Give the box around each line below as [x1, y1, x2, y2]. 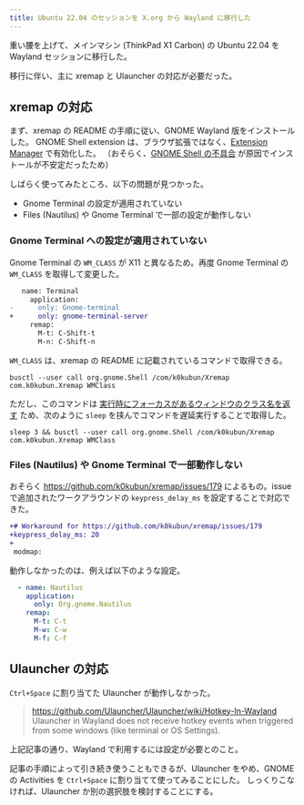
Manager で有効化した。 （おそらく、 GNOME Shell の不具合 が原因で [9, 148, 270, 159]
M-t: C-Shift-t [37, 329, 96, 338]
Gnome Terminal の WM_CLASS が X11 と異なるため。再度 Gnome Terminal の [9, 257, 289, 268]
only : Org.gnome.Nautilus [33, 600, 132, 609]
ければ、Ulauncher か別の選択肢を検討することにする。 [9, 785, 218, 797]
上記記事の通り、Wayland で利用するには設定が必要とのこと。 [9, 743, 244, 754]
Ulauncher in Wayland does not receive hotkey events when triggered [31, 715, 294, 726]
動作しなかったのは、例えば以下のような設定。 [9, 565, 185, 576]
